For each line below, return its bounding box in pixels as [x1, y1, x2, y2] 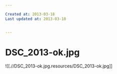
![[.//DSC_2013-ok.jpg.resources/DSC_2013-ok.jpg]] [5, 63, 113, 69]
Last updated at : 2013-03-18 [5, 16, 66, 21]
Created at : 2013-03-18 [5, 11, 55, 16]
